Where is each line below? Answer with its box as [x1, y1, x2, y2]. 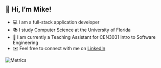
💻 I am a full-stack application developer [12, 19, 100, 25]
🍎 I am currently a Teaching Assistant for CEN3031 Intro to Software [12, 34, 156, 40]
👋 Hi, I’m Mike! [5, 5, 52, 14]
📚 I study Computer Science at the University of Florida [12, 27, 131, 33]
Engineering [12, 39, 38, 46]
